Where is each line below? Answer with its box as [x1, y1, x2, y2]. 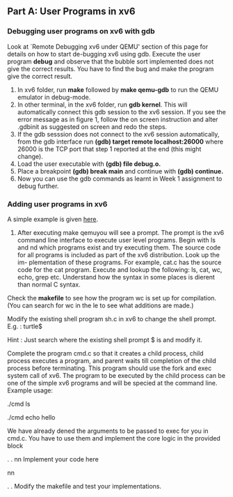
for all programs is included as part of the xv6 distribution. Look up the [17, 250, 220, 259]
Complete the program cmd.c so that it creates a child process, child [7, 349, 204, 358]
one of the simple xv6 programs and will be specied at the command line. [7, 379, 218, 387]
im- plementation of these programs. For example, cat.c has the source [17, 258, 222, 266]
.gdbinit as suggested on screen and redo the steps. [17, 122, 168, 131]
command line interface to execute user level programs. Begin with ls [17, 236, 216, 244]
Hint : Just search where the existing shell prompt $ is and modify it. [7, 335, 203, 344]
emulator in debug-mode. [17, 93, 91, 101]
